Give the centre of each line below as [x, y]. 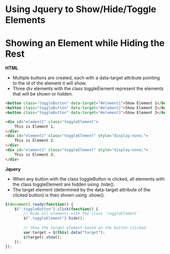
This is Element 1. [35, 126]
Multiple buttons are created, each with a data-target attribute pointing [86, 78]
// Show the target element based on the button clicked [84, 228]
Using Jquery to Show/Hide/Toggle [81, 9]
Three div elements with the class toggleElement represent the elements [88, 89]
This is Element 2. [35, 141]
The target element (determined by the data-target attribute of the [81, 189]
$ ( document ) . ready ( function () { [39, 204]
